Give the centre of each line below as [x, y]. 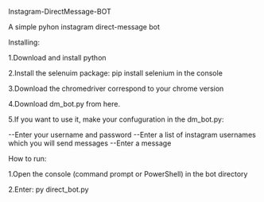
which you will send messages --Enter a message [90, 143]
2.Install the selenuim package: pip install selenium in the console [115, 73]
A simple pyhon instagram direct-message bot [84, 27]
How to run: [27, 159]
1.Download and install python [57, 58]
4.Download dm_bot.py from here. [64, 104]
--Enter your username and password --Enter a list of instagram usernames [132, 135]
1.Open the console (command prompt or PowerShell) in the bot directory [128, 174]
